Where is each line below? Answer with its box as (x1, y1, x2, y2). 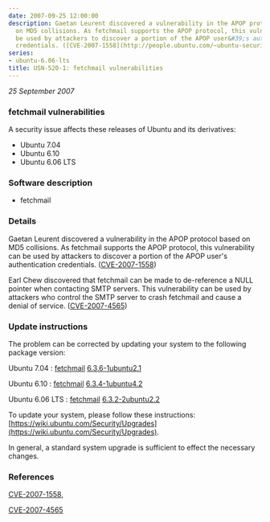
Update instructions (8, 321, 88, 332)
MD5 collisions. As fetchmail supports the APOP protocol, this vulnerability (8, 242, 256, 252)
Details (8, 216, 37, 227)
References (8, 471, 55, 483)
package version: (8, 347, 66, 357)
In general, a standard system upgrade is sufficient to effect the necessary (8, 442, 256, 452)
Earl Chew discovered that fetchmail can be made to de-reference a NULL (8, 275, 254, 285)
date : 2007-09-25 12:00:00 (8, 11, 99, 20)
